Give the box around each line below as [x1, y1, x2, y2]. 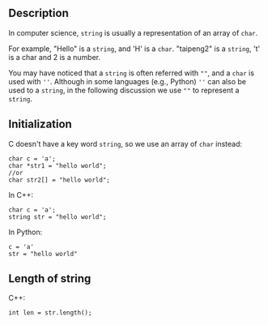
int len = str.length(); [8, 309, 92, 317]
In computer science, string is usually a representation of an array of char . [8, 28, 258, 37]
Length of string [8, 272, 91, 286]
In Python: [8, 227, 43, 237]
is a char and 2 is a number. [8, 52, 101, 62]
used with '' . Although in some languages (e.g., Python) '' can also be [8, 76, 247, 86]
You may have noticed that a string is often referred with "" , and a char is [8, 68, 255, 78]
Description [8, 6, 69, 20]
